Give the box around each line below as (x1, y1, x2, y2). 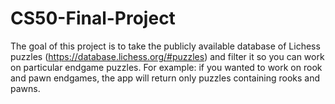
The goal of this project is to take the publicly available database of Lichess (10, 40, 321, 52)
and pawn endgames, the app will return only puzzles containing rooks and (10, 72, 321, 84)
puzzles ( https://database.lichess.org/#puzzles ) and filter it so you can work (10, 50, 325, 62)
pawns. (10, 82, 41, 94)
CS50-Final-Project (10, 7, 176, 30)
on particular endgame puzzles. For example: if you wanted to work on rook (10, 61, 323, 73)
